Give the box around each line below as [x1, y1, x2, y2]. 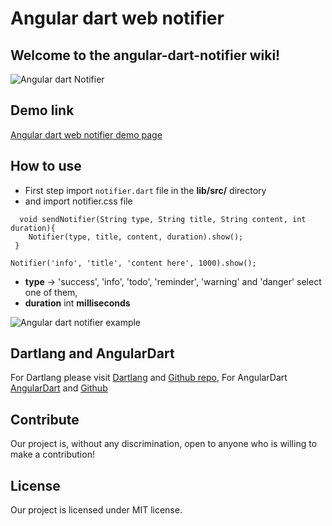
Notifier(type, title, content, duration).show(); [28, 232, 244, 242]
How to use [10, 158, 82, 175]
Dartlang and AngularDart [10, 345, 175, 362]
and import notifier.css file [24, 195, 133, 207]
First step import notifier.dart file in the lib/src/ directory [24, 184, 267, 196]
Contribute [10, 411, 80, 428]
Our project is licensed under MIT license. [10, 504, 183, 516]
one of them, [24, 286, 78, 298]
